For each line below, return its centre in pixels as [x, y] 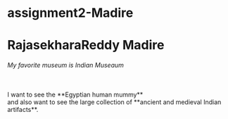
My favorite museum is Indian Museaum [66, 65]
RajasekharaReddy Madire [86, 45]
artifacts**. [23, 109]
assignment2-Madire [70, 13]
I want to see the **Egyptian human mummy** [75, 94]
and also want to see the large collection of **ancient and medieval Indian [114, 102]
